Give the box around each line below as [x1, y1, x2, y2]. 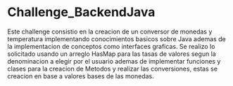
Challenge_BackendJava [7, 4, 156, 20]
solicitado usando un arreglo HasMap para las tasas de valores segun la [7, 50, 216, 58]
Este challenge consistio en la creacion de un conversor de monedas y [7, 27, 213, 36]
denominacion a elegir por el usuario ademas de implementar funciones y [7, 57, 221, 65]
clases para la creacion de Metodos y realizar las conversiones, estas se [7, 64, 218, 73]
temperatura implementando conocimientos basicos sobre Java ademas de [7, 34, 227, 43]
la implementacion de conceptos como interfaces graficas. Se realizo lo [7, 42, 215, 50]
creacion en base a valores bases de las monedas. [7, 71, 155, 80]
